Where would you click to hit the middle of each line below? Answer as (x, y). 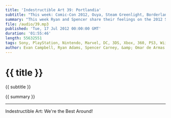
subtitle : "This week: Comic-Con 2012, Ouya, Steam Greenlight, (75, 15)
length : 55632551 (24, 38)
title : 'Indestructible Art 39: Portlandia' (53, 10)
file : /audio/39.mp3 (27, 24)
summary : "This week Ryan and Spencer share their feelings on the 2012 (84, 19)
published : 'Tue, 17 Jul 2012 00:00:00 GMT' (53, 29)
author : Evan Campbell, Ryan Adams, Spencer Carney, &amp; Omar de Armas (85, 48)
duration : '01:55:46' (28, 33)
